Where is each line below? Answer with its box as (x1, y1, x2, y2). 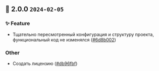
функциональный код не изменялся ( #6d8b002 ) (12, 36, 116, 42)
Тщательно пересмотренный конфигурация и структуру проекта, (12, 31, 154, 37)
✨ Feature (5, 20, 30, 27)
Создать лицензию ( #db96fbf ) (12, 60, 78, 66)
